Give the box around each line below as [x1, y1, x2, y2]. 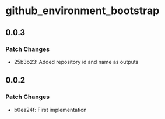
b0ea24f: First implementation [13, 106, 87, 113]
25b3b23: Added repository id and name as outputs [13, 58, 139, 65]
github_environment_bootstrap [5, 4, 160, 18]
